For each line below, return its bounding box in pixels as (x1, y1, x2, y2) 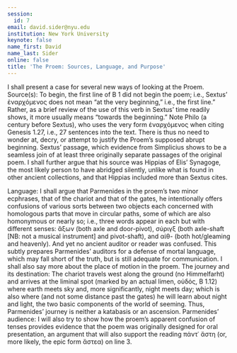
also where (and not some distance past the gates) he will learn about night (7, 292, 228, 301)
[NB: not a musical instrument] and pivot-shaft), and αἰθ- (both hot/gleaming (7, 232, 231, 240)
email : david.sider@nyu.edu (7, 23, 91, 30)
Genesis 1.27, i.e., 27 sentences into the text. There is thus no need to (7, 128, 210, 136)
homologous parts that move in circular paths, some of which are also (7, 209, 211, 218)
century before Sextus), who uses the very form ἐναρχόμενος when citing (7, 120, 224, 128)
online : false (7, 57, 50, 64)
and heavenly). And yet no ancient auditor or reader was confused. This (7, 239, 217, 248)
